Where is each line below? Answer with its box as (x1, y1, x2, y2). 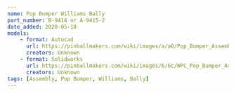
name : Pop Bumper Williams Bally (7, 10, 105, 17)
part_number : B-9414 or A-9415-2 (7, 17, 105, 24)
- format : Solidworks (20, 56, 83, 63)
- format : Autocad (20, 36, 74, 43)
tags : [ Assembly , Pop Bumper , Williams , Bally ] (7, 75, 150, 83)
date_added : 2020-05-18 (7, 23, 77, 30)
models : (7, 29, 30, 37)
